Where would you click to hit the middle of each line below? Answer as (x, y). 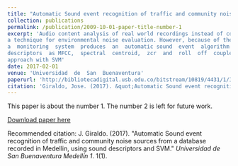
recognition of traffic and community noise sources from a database (107, 141)
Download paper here (39, 120)
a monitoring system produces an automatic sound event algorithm (119, 47)
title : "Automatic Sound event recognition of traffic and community (112, 14)
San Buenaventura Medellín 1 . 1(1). (57, 156)
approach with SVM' (36, 60)
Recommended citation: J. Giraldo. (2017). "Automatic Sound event (105, 134)
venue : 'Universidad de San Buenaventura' (75, 73)
